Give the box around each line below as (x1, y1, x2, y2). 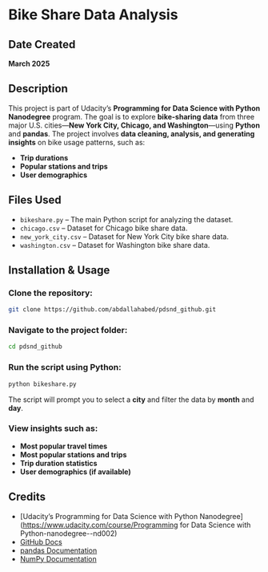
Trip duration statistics (19, 458, 98, 468)
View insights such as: (8, 423, 98, 434)
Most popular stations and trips (19, 449, 127, 459)
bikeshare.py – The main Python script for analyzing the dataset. (19, 214, 234, 224)
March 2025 (8, 59, 50, 68)
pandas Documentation (19, 546, 98, 555)
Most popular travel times (19, 441, 108, 451)
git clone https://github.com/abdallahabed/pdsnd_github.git (8, 306, 217, 314)
